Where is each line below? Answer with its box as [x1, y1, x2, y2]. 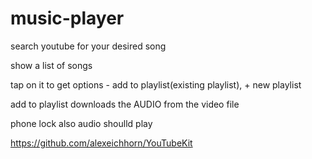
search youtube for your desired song [10, 40, 167, 52]
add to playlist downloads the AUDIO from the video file [10, 98, 240, 110]
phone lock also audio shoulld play [10, 117, 153, 129]
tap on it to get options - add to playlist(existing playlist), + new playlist [10, 78, 302, 91]
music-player [10, 7, 125, 30]
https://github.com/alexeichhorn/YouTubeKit [10, 137, 193, 149]
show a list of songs [10, 59, 93, 71]
